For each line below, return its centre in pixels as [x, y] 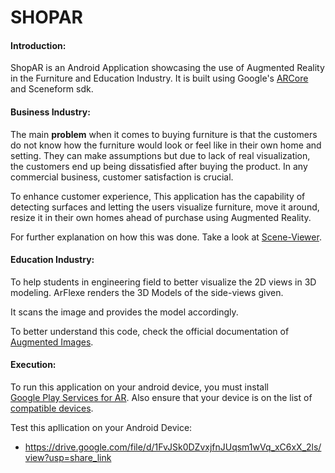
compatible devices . [52, 408]
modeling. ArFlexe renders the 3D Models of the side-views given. [147, 292]
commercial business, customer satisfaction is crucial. [122, 177]
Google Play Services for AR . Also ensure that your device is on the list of [161, 397]
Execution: [33, 365]
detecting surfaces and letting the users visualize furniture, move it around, [165, 207]
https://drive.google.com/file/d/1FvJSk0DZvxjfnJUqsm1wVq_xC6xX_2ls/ [173, 447]
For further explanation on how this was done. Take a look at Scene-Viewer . [166, 237]
